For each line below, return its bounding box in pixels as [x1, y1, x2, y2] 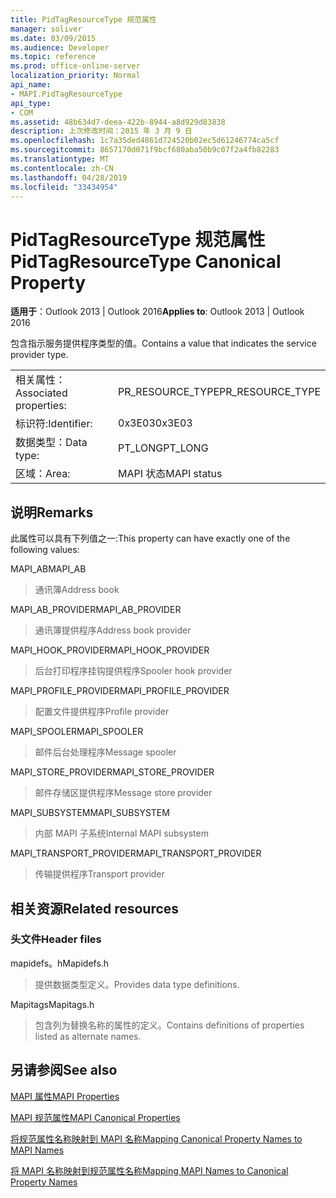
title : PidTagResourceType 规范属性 [10, 14, 157, 25]
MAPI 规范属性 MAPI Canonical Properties [10, 1111, 181, 1123]
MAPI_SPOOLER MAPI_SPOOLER [10, 726, 144, 738]
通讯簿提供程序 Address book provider [34, 624, 192, 636]
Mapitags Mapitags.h [10, 998, 95, 1010]
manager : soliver [10, 24, 83, 34]
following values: [10, 544, 80, 556]
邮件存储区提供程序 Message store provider [34, 787, 213, 799]
